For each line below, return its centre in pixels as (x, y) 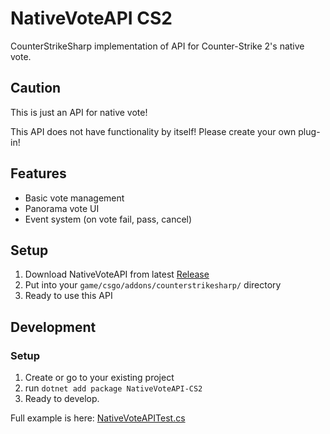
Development (53, 327)
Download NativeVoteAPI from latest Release (117, 274)
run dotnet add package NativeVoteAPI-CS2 (113, 388)
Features (38, 173)
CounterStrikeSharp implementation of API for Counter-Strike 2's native (157, 46)
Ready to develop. (62, 399)
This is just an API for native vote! (79, 112)
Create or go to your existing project (99, 378)
